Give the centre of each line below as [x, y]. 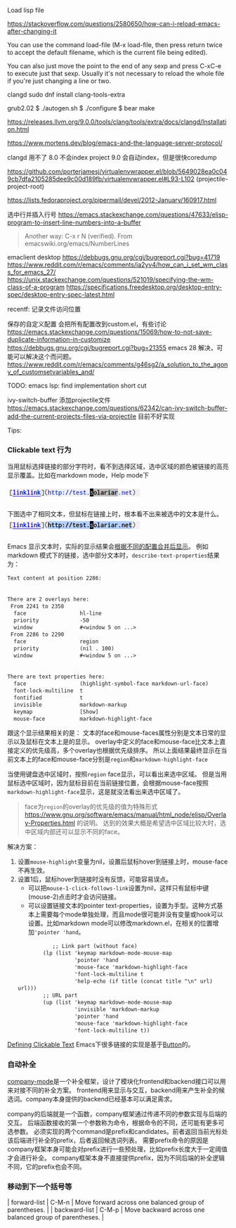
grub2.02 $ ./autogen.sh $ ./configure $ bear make [81, 108]
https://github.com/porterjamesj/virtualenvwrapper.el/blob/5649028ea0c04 [117, 171]
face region [56, 642]
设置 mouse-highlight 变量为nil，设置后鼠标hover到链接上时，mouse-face [123, 862]
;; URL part [60, 996]
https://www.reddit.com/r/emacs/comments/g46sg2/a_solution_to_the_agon [118, 364]
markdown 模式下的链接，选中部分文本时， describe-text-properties [107, 556]
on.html [18, 129]
